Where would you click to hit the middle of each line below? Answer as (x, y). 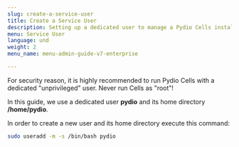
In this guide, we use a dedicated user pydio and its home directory (106, 101)
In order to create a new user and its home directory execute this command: (118, 123)
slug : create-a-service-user (51, 14)
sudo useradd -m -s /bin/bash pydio (62, 136)
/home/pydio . (28, 109)
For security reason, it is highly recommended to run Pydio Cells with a (111, 80)
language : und (28, 41)
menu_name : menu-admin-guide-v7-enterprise (73, 54)
